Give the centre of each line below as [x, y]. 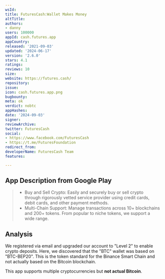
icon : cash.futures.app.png [34, 92]
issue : [12, 87]
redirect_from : [21, 147]
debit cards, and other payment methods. [67, 203]
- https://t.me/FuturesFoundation [41, 143]
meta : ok [14, 102]
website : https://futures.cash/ [38, 78]
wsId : [11, 10]
